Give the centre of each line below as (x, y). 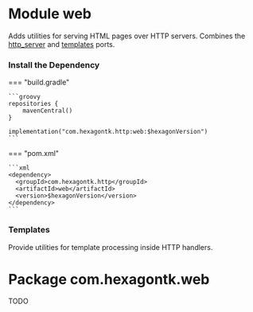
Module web (50, 14)
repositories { (33, 104)
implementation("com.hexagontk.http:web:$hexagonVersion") (108, 132)
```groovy (25, 97)
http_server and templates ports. (62, 44)
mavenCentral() (48, 111)
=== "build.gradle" (39, 82)
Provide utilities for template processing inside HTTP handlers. (111, 247)
